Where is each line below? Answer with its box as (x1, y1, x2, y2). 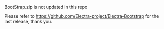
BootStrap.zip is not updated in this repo (4, 4, 88, 10)
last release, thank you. (4, 19, 53, 24)
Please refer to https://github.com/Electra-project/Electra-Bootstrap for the (4, 14, 159, 19)
